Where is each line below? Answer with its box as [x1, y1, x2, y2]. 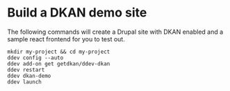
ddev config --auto [7, 54, 64, 61]
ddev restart [7, 66, 45, 73]
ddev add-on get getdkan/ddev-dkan [7, 60, 110, 67]
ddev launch [7, 78, 42, 85]
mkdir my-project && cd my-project [7, 48, 110, 55]
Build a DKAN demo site [7, 5, 147, 21]
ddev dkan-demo [7, 72, 51, 79]
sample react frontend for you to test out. [7, 34, 125, 43]
